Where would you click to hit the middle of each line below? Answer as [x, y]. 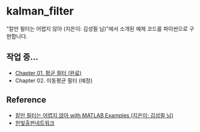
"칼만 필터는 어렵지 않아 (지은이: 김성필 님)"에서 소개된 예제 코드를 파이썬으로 [97, 28]
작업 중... [22, 57]
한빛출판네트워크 [35, 123]
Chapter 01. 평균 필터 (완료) [48, 73]
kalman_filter [40, 11]
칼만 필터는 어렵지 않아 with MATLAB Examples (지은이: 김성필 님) [94, 115]
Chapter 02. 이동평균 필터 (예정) [54, 81]
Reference [26, 100]
